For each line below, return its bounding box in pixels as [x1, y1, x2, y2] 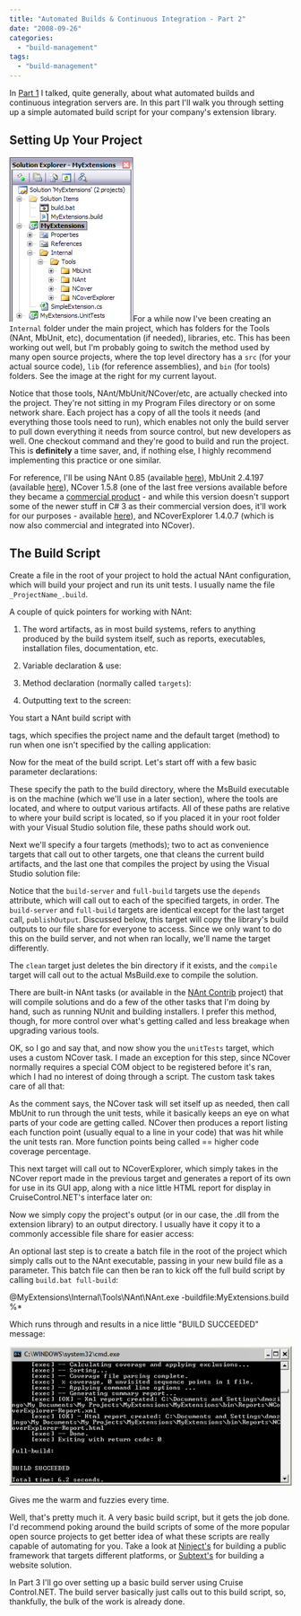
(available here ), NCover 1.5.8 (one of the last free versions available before [9, 481, 288, 492]
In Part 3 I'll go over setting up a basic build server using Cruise [9, 1576, 244, 1587]
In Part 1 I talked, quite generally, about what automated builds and [9, 88, 255, 98]
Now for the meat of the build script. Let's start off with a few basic [9, 756, 257, 767]
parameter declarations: [9, 766, 99, 777]
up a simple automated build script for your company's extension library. [9, 107, 278, 117]
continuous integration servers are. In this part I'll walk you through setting [9, 97, 284, 108]
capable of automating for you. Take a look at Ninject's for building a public [9, 1541, 287, 1551]
